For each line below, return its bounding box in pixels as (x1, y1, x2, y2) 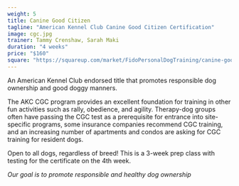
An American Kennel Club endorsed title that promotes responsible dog (7, 76, 217, 84)
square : (7, 57, 31, 64)
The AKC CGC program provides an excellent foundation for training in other (7, 97, 231, 106)
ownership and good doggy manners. (7, 83, 117, 92)
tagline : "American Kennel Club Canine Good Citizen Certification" (7, 23, 215, 31)
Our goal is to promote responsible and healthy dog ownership (7, 170, 192, 178)
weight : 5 (7, 10, 37, 18)
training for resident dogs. (7, 135, 84, 143)
